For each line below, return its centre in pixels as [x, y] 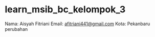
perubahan [16, 29]
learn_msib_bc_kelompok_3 [65, 10]
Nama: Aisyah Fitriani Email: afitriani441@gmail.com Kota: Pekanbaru [77, 24]
